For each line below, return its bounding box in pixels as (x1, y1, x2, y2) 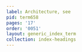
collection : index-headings (6, 36, 77, 42)
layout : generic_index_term (6, 31, 77, 37)
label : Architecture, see (6, 8, 71, 15)
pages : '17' (6, 20, 36, 26)
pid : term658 (6, 14, 39, 20)
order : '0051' (6, 25, 42, 32)
